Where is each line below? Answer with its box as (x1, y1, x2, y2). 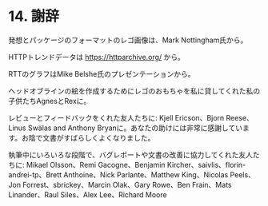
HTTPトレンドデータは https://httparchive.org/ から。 (8, 52, 186, 61)
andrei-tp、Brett (8, 169, 62, 180)
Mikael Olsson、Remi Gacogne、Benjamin (26, 160, 166, 169)
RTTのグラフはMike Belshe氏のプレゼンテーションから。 (8, 69, 195, 78)
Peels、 (230, 169, 256, 180)
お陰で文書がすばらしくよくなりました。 (21, 133, 155, 142)
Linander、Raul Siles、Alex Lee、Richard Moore (8, 189, 167, 200)
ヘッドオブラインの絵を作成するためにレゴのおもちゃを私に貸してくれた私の (8, 85, 261, 96)
